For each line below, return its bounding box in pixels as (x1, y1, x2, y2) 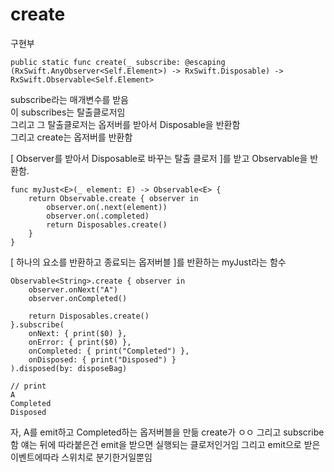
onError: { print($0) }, (28, 337, 132, 347)
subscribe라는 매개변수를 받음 (10, 93, 129, 105)
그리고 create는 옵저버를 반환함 (10, 131, 133, 143)
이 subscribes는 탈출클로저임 (10, 106, 126, 118)
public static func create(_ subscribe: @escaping (10, 57, 226, 67)
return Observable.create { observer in (28, 193, 199, 203)
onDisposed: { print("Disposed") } (28, 354, 177, 365)
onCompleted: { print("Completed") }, (28, 346, 190, 356)
